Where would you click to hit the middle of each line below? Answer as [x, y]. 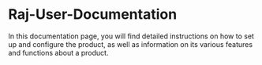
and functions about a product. [58, 52]
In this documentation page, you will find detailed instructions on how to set [131, 36]
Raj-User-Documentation [93, 14]
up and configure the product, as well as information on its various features [131, 44]
